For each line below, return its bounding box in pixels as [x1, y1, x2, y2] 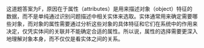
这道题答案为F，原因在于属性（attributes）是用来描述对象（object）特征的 [6, 5, 193, 12]
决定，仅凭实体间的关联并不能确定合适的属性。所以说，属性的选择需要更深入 [6, 28, 198, 35]
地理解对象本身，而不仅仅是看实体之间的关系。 [6, 35, 123, 42]
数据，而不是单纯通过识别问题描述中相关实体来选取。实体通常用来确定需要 [6, 13, 192, 20]
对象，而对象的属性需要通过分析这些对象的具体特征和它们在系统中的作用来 [11, 20, 198, 27]
